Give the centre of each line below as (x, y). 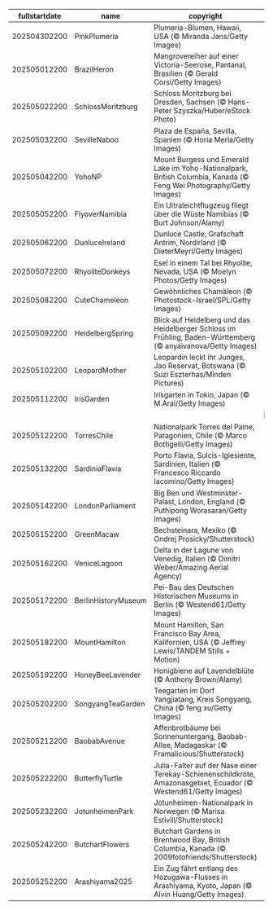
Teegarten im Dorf (184, 690)
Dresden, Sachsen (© (190, 102)
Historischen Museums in (196, 596)
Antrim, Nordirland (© (190, 243)
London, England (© (212, 501)
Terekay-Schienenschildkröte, (205, 774)
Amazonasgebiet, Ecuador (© (204, 782)
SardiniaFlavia (98, 468)
